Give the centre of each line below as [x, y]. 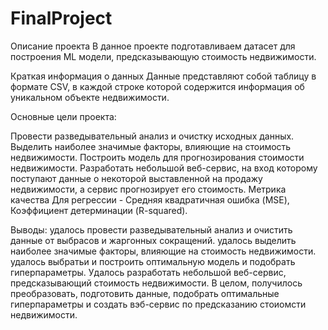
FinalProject [61, 18]
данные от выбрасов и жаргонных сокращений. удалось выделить [153, 240]
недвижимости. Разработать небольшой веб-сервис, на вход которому [164, 168]
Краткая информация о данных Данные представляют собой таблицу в [163, 76]
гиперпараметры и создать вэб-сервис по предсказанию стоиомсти [158, 304]
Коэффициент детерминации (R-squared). [99, 210]
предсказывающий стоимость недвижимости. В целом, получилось [156, 283]
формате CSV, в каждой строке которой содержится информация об [157, 86]
